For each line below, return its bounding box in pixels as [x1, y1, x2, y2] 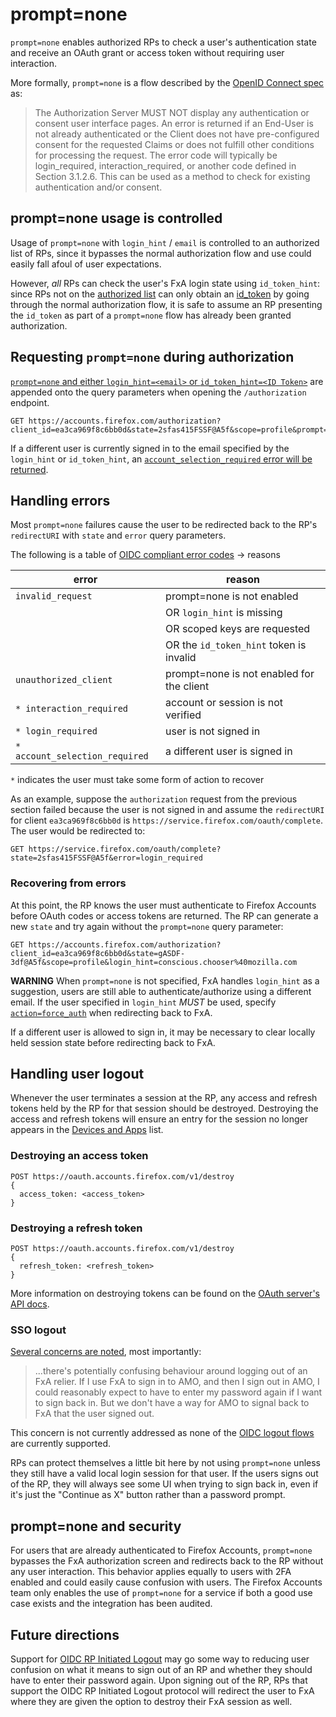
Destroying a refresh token [10, 1221, 143, 1235]
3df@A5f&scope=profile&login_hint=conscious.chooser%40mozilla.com [10, 957, 298, 967]
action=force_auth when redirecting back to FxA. [10, 1006, 213, 1018]
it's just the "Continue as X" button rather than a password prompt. [10, 1489, 286, 1501]
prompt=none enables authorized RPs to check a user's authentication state [10, 36, 317, 48]
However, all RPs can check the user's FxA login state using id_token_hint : [10, 277, 321, 289]
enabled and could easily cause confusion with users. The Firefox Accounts [10, 1576, 323, 1588]
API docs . [10, 1298, 50, 1310]
